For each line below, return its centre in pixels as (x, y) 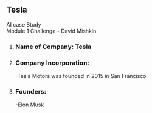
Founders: (31, 91)
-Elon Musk (29, 105)
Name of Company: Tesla (53, 47)
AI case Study (24, 24)
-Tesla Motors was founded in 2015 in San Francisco (81, 76)
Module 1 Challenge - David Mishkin (51, 31)
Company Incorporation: (52, 63)
